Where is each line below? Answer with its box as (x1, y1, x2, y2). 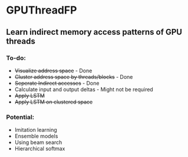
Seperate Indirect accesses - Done (14, 79, 100, 86)
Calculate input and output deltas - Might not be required (14, 86, 153, 93)
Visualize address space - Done (14, 67, 93, 74)
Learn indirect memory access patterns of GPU (6, 27, 183, 37)
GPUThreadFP (6, 4, 77, 17)
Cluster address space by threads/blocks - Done (14, 73, 133, 80)
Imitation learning (14, 126, 57, 133)
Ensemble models (14, 133, 58, 140)
